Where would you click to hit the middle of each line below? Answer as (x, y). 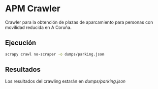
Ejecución (21, 43)
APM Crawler (33, 9)
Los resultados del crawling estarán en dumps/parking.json (65, 81)
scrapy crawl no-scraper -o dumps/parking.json (55, 54)
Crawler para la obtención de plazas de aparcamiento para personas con (79, 22)
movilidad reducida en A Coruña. (38, 27)
